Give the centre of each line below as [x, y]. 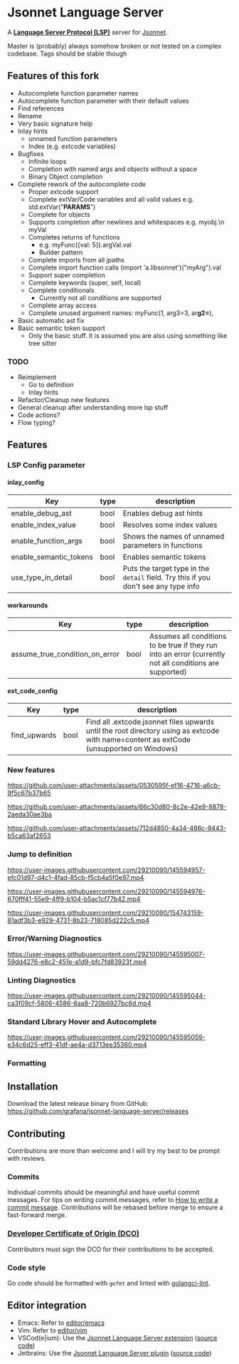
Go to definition [51, 385]
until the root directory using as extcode [153, 730]
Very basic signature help [55, 123]
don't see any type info [161, 586]
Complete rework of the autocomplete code [81, 184]
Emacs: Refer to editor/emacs [61, 1323]
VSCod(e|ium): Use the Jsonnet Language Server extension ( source [117, 1338]
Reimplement [37, 377]
